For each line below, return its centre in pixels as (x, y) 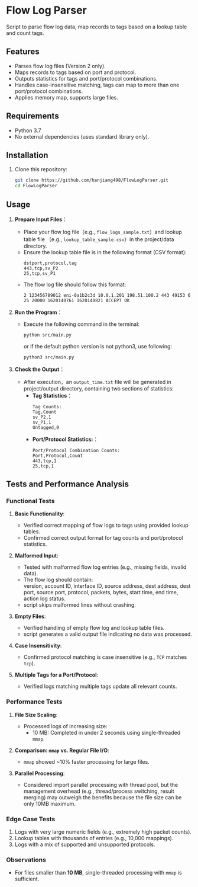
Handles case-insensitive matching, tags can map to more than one (97, 85)
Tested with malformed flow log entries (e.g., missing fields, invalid (105, 567)
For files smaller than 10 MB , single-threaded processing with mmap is (98, 873)
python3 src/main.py (49, 357)
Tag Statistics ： (52, 395)
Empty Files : (30, 616)
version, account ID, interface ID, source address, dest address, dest (107, 586)
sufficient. (27, 879)
